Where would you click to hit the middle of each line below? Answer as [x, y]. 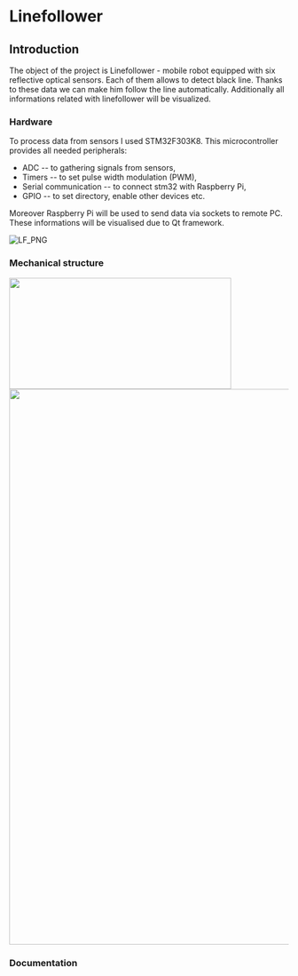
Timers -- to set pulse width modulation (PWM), [110, 177]
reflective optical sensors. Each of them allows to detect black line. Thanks [146, 80]
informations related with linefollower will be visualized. [110, 99]
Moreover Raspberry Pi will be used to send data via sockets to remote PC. [146, 213]
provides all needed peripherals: [68, 151]
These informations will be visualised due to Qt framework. [117, 223]
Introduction [44, 49]
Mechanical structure [57, 263]
